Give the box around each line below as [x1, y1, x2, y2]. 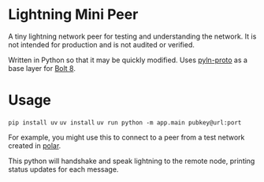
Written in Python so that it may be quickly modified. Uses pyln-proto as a [8, 55, 248, 65]
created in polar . [8, 140, 61, 150]
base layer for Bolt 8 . [8, 63, 76, 72]
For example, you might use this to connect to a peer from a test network [8, 132, 245, 142]
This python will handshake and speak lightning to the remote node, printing [8, 156, 255, 165]
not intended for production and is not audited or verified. [8, 39, 195, 49]
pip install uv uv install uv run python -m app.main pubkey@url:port [8, 118, 242, 127]
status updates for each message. [8, 164, 119, 174]
